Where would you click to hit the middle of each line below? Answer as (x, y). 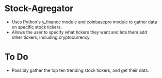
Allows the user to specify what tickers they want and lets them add (79, 32)
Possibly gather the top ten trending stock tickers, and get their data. (80, 70)
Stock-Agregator (39, 8)
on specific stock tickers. (37, 27)
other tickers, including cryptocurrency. (51, 37)
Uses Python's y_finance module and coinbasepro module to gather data (84, 22)
